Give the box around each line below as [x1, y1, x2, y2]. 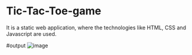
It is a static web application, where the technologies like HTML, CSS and [6, 24, 187, 31]
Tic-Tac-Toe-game [6, 4, 102, 18]
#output [6, 42, 26, 49]
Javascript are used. [6, 30, 57, 37]
